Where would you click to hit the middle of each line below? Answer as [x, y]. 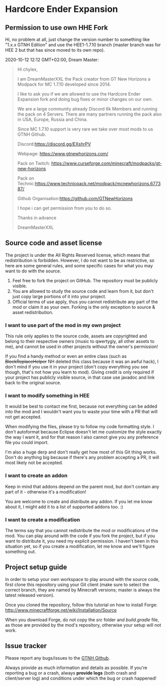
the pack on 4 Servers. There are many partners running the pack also [89, 114]
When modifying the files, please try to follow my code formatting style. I [80, 427]
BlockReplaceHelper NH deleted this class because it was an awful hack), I [82, 361]
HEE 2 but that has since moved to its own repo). [55, 50]
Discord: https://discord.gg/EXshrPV [54, 144]
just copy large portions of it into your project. [59, 296]
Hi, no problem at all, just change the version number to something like [78, 39]
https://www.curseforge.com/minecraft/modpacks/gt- [107, 163]
